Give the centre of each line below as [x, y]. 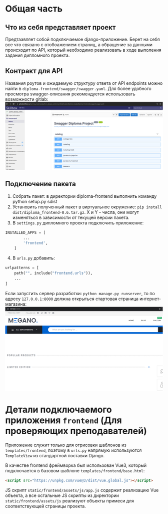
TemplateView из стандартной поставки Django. [55, 455]
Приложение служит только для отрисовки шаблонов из [66, 445]
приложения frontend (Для [63, 420]
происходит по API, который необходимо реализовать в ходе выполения [83, 50]
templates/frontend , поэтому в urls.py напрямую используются [73, 450]
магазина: [16, 304]
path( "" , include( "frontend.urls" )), [53, 273]
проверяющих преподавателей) [76, 431]
